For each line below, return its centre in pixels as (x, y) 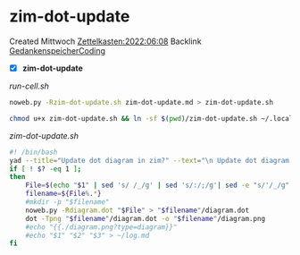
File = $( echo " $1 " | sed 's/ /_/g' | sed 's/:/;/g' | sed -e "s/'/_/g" (158, 185)
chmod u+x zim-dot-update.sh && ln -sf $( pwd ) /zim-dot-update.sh (133, 118)
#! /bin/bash (33, 152)
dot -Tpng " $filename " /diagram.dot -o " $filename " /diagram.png (146, 218)
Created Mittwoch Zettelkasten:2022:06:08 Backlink (106, 41)
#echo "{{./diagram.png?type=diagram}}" (101, 227)
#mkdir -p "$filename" (67, 202)
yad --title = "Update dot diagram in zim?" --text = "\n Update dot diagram (150, 160)
